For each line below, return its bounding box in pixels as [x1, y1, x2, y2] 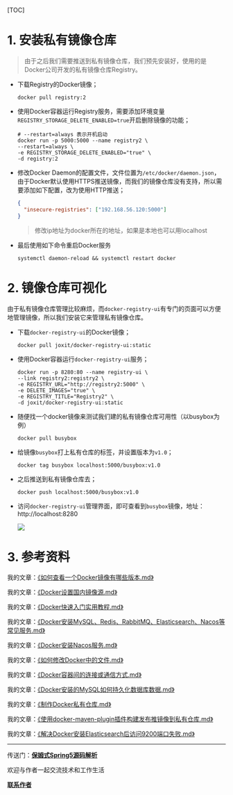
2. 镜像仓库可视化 [7, 280, 107, 296]
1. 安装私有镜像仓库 [7, 33, 116, 48]
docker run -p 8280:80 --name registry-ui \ [17, 369, 148, 376]
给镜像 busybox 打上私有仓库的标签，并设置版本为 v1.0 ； [17, 448, 173, 456]
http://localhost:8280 [17, 509, 78, 517]
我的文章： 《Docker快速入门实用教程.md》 [7, 603, 123, 611]
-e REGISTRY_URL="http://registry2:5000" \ [17, 380, 146, 388]
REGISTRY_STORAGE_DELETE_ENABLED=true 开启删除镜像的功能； [17, 115, 191, 124]
